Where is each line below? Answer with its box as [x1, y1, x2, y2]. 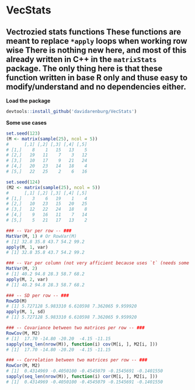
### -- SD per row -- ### [6, 292, 69, 299]
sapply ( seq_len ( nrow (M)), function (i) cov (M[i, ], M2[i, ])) [6, 341, 158, 347]
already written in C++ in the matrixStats [6, 54, 157, 64]
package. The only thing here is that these [6, 63, 163, 73]
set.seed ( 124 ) [6, 179, 41, 185]
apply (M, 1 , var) [6, 244, 48, 250]
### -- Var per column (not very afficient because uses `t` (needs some [6, 260, 190, 266]
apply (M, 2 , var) [6, 276, 48, 282]
